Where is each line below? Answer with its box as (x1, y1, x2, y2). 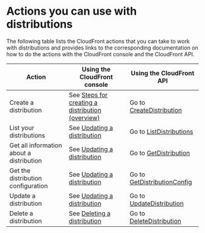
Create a (9, 98, 34, 106)
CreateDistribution (129, 106, 182, 114)
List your (9, 124, 35, 132)
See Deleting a (68, 209, 111, 218)
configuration (9, 182, 48, 190)
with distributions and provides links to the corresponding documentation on (6, 44, 198, 51)
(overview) (68, 113, 100, 122)
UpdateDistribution (129, 199, 184, 207)
